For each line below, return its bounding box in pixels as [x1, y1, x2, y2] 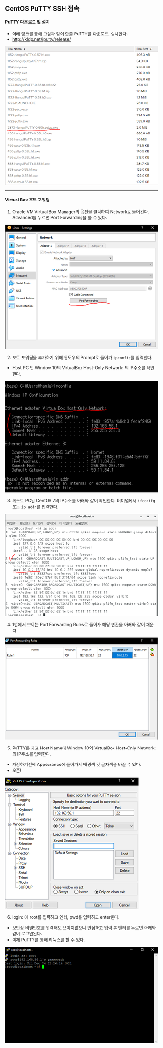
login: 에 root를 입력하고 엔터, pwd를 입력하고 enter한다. [12, 915, 120, 920]
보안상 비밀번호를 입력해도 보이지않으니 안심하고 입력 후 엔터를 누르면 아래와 [12, 925, 156, 931]
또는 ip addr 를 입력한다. [12, 504, 59, 510]
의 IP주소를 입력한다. [12, 751, 51, 757]
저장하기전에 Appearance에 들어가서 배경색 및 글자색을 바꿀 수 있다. [12, 762, 142, 767]
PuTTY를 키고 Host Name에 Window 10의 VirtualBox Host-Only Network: [12, 745, 156, 751]
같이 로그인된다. [12, 931, 42, 937]
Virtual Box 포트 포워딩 [5, 197, 50, 203]
